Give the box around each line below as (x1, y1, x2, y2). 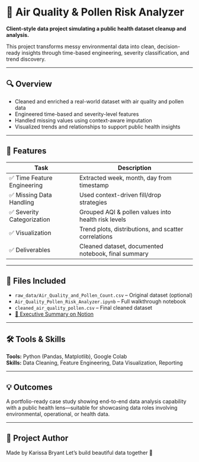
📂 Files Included (6, 276, 66, 286)
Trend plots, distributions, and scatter (79, 225, 184, 233)
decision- (156, 43, 181, 50)
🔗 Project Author (6, 433, 69, 444)
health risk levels (79, 215, 126, 224)
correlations (79, 232, 113, 240)
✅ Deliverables (9, 246, 50, 254)
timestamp (79, 181, 109, 189)
